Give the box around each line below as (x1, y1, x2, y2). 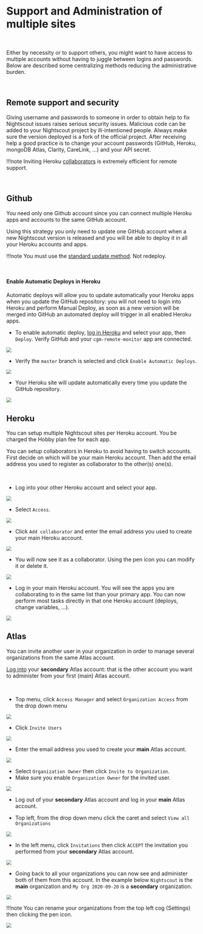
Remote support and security (6, 98, 119, 108)
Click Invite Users (15, 724, 62, 731)
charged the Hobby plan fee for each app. (6, 435, 111, 443)
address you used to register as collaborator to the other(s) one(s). (6, 460, 173, 467)
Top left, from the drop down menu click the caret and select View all (15, 814, 190, 821)
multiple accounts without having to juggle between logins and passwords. (6, 55, 193, 62)
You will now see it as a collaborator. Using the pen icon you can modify (15, 556, 195, 563)
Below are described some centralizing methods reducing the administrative (6, 62, 197, 69)
